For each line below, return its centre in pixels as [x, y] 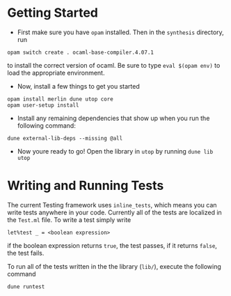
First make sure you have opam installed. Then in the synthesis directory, [120, 32]
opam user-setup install [43, 105]
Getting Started [53, 13]
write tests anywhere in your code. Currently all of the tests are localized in [115, 212]
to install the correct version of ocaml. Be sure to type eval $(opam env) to [114, 65]
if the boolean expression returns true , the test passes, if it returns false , [112, 245]
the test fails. [26, 253]
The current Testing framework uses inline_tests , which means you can [112, 205]
